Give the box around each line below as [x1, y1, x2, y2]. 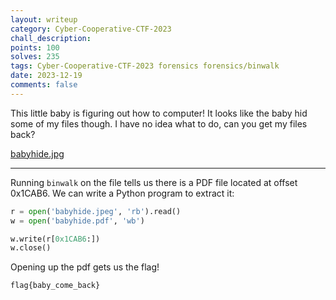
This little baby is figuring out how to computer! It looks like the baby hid [10, 107, 308, 119]
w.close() [10, 243, 52, 253]
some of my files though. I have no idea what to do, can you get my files [10, 117, 308, 130]
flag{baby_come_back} [10, 281, 101, 291]
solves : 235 [10, 52, 60, 62]
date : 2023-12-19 [10, 71, 83, 81]
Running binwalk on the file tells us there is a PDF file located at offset [10, 176, 298, 188]
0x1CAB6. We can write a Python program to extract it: [10, 187, 235, 199]
